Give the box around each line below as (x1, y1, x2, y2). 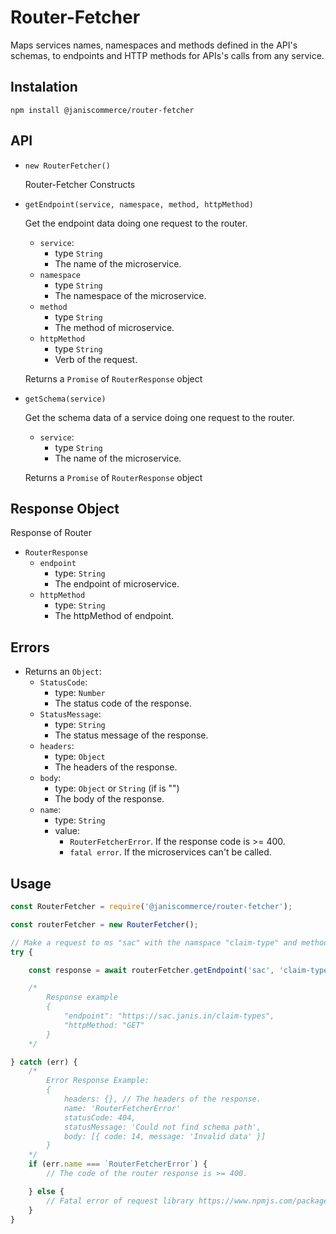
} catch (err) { (10, 1057, 78, 1067)
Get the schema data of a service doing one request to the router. (24, 411, 295, 423)
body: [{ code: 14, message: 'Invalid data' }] (63, 1131, 267, 1141)
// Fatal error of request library (46, 1196, 195, 1206)
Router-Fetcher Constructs (24, 178, 136, 190)
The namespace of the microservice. (54, 289, 207, 301)
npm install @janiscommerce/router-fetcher (10, 105, 195, 115)
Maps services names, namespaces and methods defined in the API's (10, 39, 298, 51)
